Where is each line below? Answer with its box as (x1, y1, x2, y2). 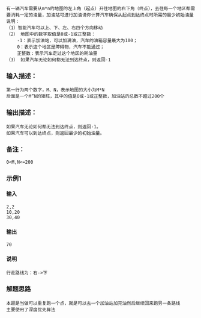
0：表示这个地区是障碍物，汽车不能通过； (17, 44, 105, 50)
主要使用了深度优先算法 (6, 307, 56, 313)
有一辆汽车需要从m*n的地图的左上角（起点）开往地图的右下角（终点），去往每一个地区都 (6, 5, 191, 11)
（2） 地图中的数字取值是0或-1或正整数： (6, 31, 96, 37)
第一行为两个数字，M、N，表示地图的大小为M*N (6, 87, 105, 93)
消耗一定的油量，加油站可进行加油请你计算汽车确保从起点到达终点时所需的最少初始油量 (10, 12, 194, 18)
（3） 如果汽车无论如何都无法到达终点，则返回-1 (6, 57, 111, 63)
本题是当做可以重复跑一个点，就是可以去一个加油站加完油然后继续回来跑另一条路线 (6, 300, 181, 306)
